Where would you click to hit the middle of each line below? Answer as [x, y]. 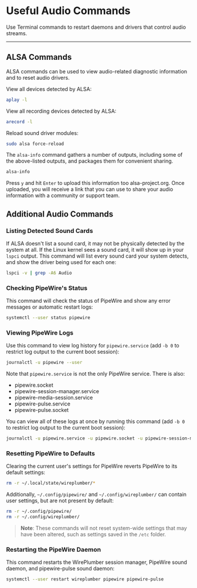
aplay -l [17, 100]
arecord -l [19, 121]
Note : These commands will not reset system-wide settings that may [104, 528]
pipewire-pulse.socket [42, 410]
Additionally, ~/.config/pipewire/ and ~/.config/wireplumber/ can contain [96, 495]
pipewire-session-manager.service [57, 391]
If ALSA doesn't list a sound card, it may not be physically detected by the [95, 243]
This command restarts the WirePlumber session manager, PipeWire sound [97, 562]
